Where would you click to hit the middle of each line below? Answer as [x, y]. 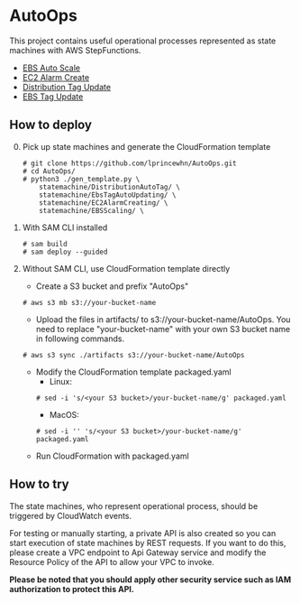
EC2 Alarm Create [56, 77]
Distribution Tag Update [66, 87]
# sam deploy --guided [65, 252]
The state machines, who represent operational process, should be [134, 506]
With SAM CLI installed [65, 227]
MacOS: [64, 414]
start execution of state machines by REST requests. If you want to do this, [148, 543]
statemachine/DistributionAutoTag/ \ [109, 187]
